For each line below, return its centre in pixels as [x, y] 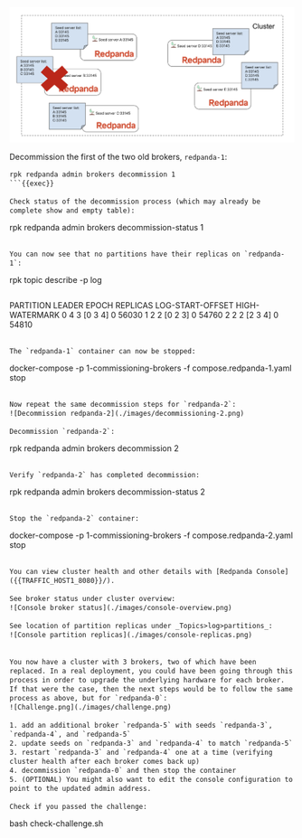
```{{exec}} [32, 184]
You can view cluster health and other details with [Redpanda [131, 571]
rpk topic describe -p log [56, 279]
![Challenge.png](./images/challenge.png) [90, 707]
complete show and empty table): [72, 211]
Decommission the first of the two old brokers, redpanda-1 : [118, 156]
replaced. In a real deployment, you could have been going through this [151, 671]
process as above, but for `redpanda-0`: [89, 698]
